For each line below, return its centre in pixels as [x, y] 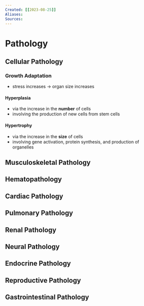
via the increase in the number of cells [52, 109]
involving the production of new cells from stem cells [66, 114]
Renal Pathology [31, 230]
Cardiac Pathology [34, 196]
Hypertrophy [18, 126]
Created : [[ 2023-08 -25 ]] [31, 10]
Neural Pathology [33, 247]
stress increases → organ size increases [53, 87]
